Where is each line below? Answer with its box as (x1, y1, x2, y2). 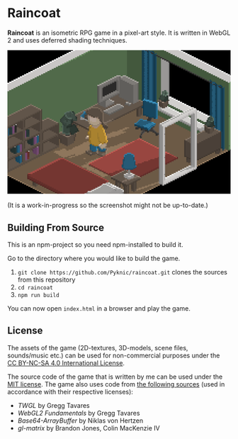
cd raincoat (17, 284, 53, 291)
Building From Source (7, 221, 105, 233)
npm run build (17, 292, 59, 299)
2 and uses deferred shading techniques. (7, 35, 127, 44)
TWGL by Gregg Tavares (17, 401, 90, 409)
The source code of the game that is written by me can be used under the (7, 372, 223, 381)
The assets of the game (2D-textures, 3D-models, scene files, (7, 343, 188, 352)
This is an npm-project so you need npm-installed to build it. (7, 240, 183, 249)
